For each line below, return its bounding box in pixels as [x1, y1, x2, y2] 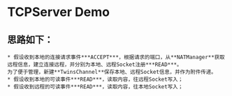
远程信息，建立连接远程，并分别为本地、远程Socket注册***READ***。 [7, 61, 182, 68]
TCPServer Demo [7, 4, 110, 20]
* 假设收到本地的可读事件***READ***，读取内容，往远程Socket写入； [7, 76, 184, 83]
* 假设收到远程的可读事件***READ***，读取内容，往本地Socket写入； [7, 83, 184, 90]
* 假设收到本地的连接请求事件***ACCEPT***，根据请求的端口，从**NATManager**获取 [7, 54, 225, 61]
